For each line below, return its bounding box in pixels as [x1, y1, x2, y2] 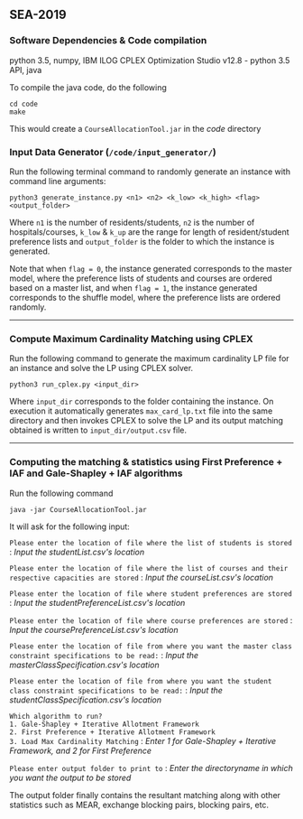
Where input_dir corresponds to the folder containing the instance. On [9, 396, 274, 407]
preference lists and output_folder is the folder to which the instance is [9, 236, 275, 247]
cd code [9, 99, 39, 108]
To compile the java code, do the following [9, 81, 167, 93]
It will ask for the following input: [9, 521, 131, 532]
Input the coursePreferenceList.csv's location [9, 624, 179, 635]
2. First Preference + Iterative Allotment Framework [9, 727, 216, 737]
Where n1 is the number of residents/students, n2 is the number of [9, 217, 255, 228]
